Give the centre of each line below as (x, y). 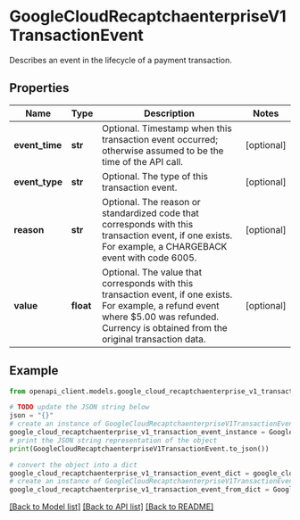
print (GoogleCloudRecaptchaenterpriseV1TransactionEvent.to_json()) (139, 449)
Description (169, 113)
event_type (38, 182)
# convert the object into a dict (74, 465)
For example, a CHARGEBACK (164, 246)
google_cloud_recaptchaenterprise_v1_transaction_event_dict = (129, 473)
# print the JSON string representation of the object (113, 440)
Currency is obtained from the (164, 327)
